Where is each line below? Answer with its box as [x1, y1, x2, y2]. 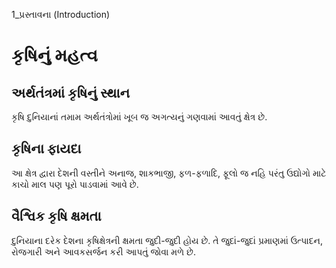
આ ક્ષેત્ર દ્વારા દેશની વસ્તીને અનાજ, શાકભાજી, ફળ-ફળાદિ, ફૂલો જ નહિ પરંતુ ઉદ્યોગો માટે [11, 167, 327, 179]
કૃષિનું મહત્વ [11, 44, 99, 67]
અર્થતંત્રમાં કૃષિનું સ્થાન [11, 84, 131, 101]
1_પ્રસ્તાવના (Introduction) [11, 9, 111, 20]
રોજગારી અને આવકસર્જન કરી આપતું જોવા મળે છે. [11, 245, 196, 258]
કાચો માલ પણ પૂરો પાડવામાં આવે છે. [11, 178, 139, 190]
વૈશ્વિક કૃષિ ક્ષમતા [11, 208, 102, 225]
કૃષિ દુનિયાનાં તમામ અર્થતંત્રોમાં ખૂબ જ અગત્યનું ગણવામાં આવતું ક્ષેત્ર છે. [11, 111, 268, 123]
